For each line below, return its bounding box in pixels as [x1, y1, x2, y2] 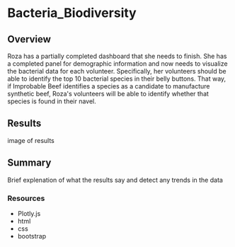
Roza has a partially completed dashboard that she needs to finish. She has [7, 52, 227, 60]
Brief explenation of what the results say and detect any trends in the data [7, 176, 223, 184]
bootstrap [17, 231, 47, 240]
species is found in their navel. [7, 97, 97, 105]
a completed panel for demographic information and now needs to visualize [7, 59, 228, 68]
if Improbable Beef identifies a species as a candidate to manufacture [7, 82, 210, 90]
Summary [7, 157, 52, 169]
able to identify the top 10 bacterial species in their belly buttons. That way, [7, 74, 227, 83]
